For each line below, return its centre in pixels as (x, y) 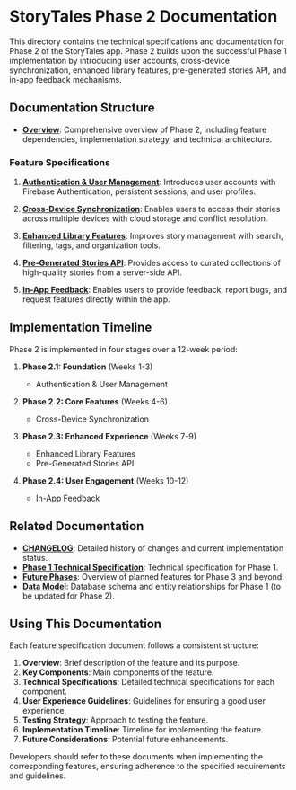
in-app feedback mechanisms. (66, 79)
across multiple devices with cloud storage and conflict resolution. (145, 218)
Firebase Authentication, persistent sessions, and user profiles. (139, 191)
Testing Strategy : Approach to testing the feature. (115, 720)
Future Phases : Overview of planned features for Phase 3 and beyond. (153, 576)
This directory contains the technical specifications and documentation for (147, 41)
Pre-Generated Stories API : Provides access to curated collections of (151, 263)
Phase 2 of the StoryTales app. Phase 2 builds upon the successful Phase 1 (148, 50)
